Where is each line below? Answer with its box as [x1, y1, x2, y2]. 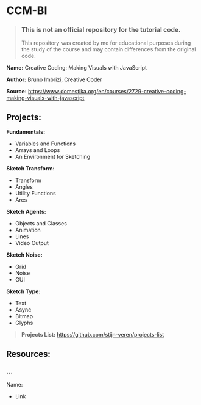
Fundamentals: [6, 128, 46, 136]
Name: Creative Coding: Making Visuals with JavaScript [6, 64, 147, 71]
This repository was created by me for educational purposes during [21, 39, 191, 46]
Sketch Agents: [6, 208, 47, 216]
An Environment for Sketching [15, 153, 91, 161]
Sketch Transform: [6, 165, 55, 172]
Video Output [15, 239, 49, 247]
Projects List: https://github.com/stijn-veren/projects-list [21, 331, 164, 338]
